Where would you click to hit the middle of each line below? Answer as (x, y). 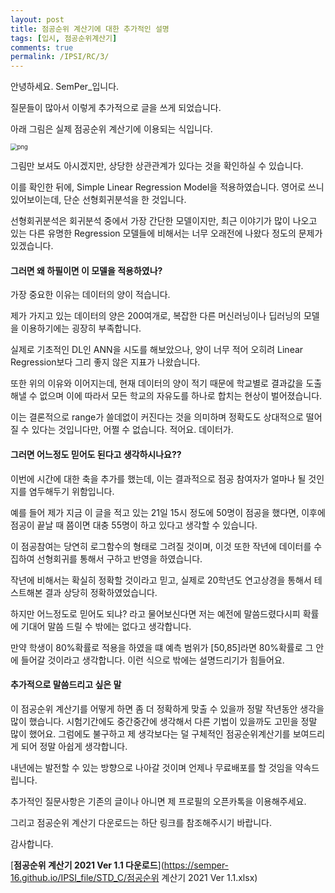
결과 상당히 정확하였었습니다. (101, 592)
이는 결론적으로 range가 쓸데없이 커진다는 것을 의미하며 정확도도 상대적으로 (157, 417)
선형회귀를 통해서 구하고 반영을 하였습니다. (119, 558)
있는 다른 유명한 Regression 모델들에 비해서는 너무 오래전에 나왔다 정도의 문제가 (166, 233)
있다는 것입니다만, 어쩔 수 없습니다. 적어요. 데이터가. (132, 430)
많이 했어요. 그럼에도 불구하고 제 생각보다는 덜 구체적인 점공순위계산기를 (150, 733)
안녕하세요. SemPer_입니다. (65, 87)
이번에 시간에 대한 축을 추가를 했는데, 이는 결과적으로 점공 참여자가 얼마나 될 (158, 478)
